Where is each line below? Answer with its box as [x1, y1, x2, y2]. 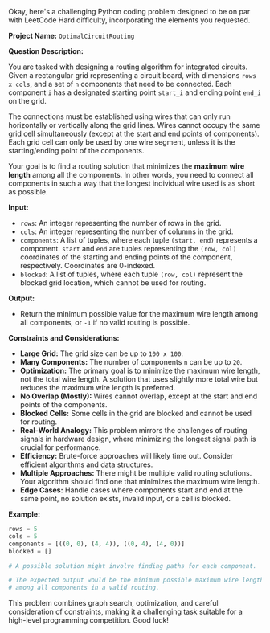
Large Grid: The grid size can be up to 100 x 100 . [19, 349, 183, 358]
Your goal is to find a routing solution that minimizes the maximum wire [8, 161, 245, 171]
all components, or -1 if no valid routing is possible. [19, 317, 190, 327]
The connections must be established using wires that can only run [8, 112, 231, 121]
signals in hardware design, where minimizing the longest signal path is [19, 434, 256, 443]
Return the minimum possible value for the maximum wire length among [19, 309, 259, 318]
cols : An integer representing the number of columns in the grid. [19, 227, 234, 236]
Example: [8, 509, 41, 519]
